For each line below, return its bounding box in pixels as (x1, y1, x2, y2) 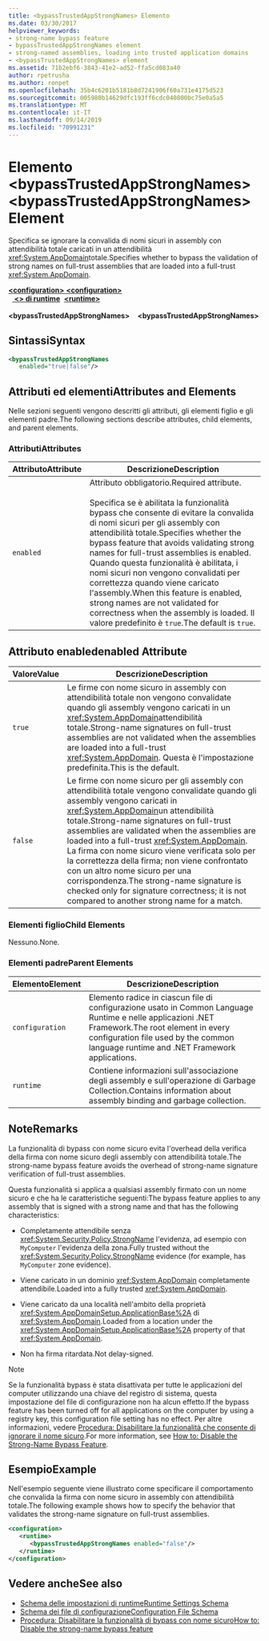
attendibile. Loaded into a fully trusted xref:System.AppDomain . (19, 1284, 228, 1293)
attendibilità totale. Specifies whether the (89, 527, 242, 538)
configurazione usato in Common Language (88, 1002, 254, 1013)
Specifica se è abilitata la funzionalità (89, 498, 230, 509)
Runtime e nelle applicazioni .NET (88, 1011, 215, 1022)
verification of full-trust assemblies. (8, 1169, 126, 1179)
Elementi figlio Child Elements (8, 919, 126, 930)
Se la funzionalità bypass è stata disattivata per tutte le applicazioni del (8, 1380, 243, 1389)
